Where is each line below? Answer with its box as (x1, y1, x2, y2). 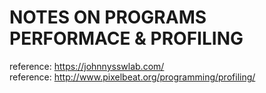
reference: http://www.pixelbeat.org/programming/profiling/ (9, 71, 256, 83)
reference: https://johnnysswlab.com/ (9, 60, 165, 72)
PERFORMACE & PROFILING (9, 27, 244, 50)
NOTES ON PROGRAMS (9, 6, 207, 29)
